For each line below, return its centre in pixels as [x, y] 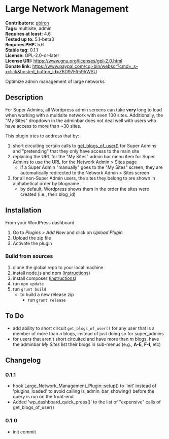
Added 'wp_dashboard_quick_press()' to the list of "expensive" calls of [87, 402]
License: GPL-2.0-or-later [32, 55]
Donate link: [18, 66]
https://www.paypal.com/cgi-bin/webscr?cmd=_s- [85, 66]
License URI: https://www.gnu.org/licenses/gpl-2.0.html [64, 61]
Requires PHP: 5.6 [25, 44]
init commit [24, 432]
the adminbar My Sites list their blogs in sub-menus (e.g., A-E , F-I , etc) [87, 344]
